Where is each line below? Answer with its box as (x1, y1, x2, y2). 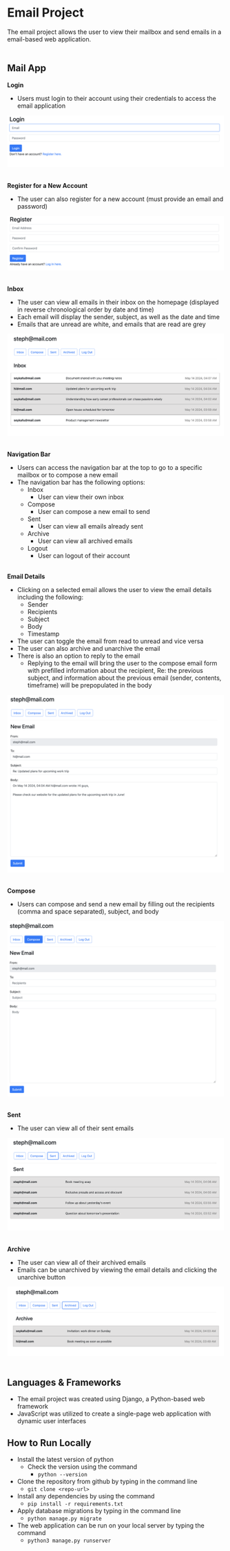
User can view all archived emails (37, 537, 133, 545)
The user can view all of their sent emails (17, 1124, 134, 1132)
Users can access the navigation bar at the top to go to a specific (17, 463, 203, 471)
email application (17, 102, 66, 110)
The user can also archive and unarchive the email (17, 644, 160, 652)
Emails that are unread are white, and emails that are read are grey (17, 320, 207, 328)
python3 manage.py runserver (27, 1537, 112, 1545)
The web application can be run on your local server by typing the (17, 1521, 205, 1530)
